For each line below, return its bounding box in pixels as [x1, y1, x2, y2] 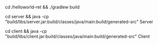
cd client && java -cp [5, 28, 47, 34]
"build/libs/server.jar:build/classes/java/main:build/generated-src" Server [5, 19, 154, 24]
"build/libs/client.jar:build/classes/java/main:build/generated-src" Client [5, 34, 150, 39]
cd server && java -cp [5, 14, 49, 19]
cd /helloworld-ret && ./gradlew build [5, 4, 80, 10]
